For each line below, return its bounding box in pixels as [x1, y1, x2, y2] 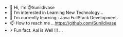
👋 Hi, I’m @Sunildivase [9, 5, 55, 10]
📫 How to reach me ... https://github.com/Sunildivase [9, 20, 117, 26]
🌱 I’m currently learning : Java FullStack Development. [9, 15, 118, 20]
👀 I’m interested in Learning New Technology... [9, 10, 104, 15]
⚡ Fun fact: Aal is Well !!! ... [9, 27, 63, 33]
